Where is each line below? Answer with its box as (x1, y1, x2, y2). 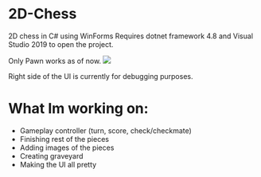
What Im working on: (8, 100, 149, 118)
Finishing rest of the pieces (19, 134, 110, 144)
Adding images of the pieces (19, 143, 115, 152)
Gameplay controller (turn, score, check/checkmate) (19, 125, 193, 136)
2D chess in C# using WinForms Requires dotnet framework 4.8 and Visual (8, 31, 253, 41)
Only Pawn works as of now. (8, 56, 102, 65)
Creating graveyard (19, 151, 84, 160)
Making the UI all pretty (19, 159, 97, 169)
